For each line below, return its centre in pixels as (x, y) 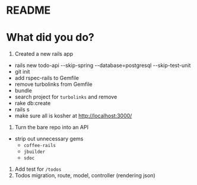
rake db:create (33, 103)
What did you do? (50, 38)
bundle (23, 91)
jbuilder (34, 152)
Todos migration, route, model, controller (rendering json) (85, 176)
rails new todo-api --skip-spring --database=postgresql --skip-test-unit (103, 65)
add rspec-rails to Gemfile (47, 78)
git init (22, 72)
